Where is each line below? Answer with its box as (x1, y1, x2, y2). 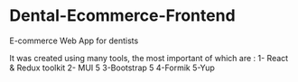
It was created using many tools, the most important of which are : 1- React (9, 52, 289, 63)
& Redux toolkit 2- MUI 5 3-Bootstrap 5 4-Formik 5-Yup (9, 62, 215, 73)
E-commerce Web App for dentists (9, 35, 139, 46)
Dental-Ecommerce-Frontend (9, 5, 237, 26)
